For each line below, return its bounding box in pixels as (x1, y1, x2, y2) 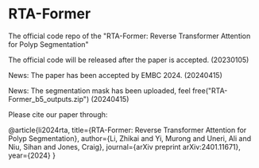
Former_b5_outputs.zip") (8, 94, 90, 104)
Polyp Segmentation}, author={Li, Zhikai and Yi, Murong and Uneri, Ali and (8, 133, 252, 143)
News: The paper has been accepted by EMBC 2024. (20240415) (8, 70, 222, 80)
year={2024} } (8, 150, 56, 160)
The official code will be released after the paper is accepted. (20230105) (8, 55, 249, 64)
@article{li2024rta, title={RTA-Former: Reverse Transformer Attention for (8, 125, 247, 135)
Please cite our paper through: (8, 109, 108, 119)
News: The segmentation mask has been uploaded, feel (8, 85, 191, 96)
